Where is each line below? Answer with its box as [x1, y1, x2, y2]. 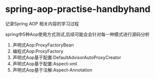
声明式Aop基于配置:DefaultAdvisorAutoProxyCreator [12, 54, 121, 60]
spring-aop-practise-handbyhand [5, 3, 151, 15]
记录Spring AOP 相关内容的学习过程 [5, 20, 79, 26]
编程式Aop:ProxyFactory [12, 48, 64, 54]
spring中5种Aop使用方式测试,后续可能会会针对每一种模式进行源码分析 [5, 31, 150, 37]
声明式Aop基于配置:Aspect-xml [12, 60, 77, 66]
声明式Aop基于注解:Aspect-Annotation [12, 66, 93, 73]
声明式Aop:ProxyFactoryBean [12, 41, 74, 48]
